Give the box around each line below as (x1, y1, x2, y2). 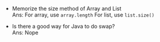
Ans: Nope (11, 29, 39, 36)
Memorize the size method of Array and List (11, 5, 122, 12)
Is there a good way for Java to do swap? (11, 23, 115, 30)
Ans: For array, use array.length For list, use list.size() (11, 11, 155, 18)
